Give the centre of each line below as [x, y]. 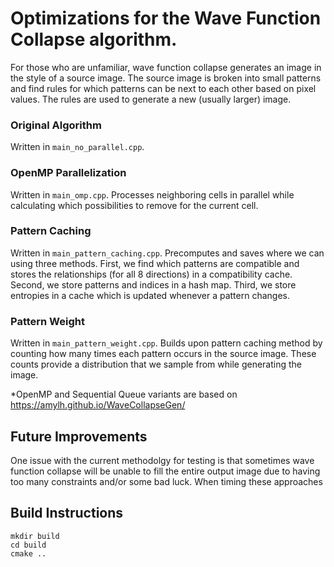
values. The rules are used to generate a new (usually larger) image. [151, 99]
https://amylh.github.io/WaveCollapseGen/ [98, 405]
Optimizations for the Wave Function [166, 18]
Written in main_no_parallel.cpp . [77, 147]
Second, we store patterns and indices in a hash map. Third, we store [153, 284]
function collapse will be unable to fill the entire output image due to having [165, 471]
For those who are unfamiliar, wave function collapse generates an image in [166, 67]
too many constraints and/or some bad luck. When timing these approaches [166, 481]
